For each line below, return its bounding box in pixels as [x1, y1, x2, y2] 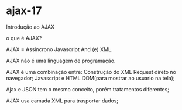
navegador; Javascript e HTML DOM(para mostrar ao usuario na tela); [6, 74, 175, 81]
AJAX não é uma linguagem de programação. [6, 57, 116, 64]
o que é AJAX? [6, 34, 42, 41]
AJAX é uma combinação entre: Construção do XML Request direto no [6, 68, 177, 75]
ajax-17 [6, 4, 42, 17]
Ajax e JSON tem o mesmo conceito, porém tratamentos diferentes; [6, 86, 170, 93]
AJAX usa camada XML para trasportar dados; [6, 97, 119, 104]
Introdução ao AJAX [6, 23, 55, 30]
